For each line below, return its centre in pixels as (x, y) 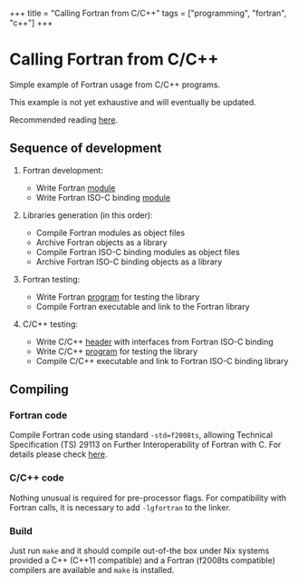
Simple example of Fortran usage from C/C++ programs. (115, 84)
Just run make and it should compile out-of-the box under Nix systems (139, 551)
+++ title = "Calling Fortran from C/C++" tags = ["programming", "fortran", (148, 13)
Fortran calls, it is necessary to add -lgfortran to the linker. (120, 507)
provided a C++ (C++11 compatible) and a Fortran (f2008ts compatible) (143, 560)
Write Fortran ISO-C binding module (103, 197)
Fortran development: (63, 170)
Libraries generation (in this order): (87, 215)
